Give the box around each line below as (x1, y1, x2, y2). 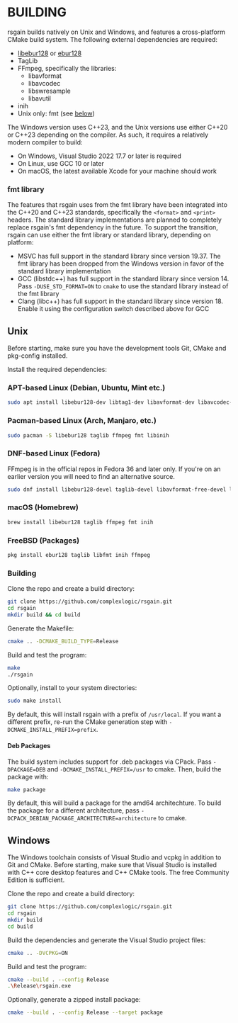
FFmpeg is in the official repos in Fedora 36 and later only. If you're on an (7, 465, 221, 473)
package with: (7, 772, 49, 781)
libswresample (28, 86, 71, 95)
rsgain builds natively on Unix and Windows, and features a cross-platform (7, 28, 225, 36)
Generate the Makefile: (7, 624, 74, 633)
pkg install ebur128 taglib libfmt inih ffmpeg (7, 552, 151, 559)
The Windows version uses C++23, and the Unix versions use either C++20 (7, 123, 228, 131)
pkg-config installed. (7, 351, 68, 360)
